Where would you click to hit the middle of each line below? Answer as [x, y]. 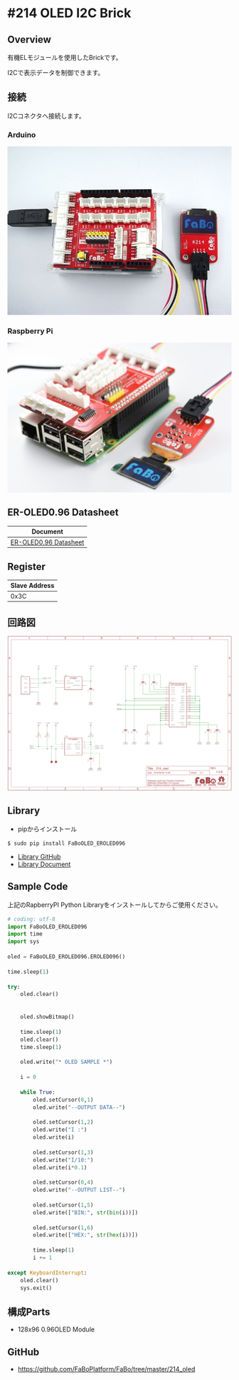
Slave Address [32, 586]
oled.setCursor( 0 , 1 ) [63, 1100]
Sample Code [38, 887]
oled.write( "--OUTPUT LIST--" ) [79, 1190]
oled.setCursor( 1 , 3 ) [63, 1152]
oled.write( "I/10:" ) [63, 1160]
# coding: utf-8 [31, 919]
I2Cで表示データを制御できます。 [56, 72]
